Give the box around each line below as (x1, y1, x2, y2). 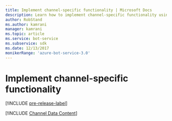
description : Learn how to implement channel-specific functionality (5, 12, 157, 17)
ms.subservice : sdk (5, 41, 47, 46)
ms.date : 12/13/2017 (5, 46, 50, 51)
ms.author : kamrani (5, 22, 47, 27)
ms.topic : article (5, 31, 45, 36)
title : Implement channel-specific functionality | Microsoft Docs (5, 7, 153, 13)
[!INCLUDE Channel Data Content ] (5, 110, 78, 116)
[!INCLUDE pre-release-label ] (5, 100, 68, 107)
